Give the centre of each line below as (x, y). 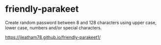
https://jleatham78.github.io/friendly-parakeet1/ (53, 37)
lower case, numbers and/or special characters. (54, 27)
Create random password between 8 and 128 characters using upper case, (81, 22)
